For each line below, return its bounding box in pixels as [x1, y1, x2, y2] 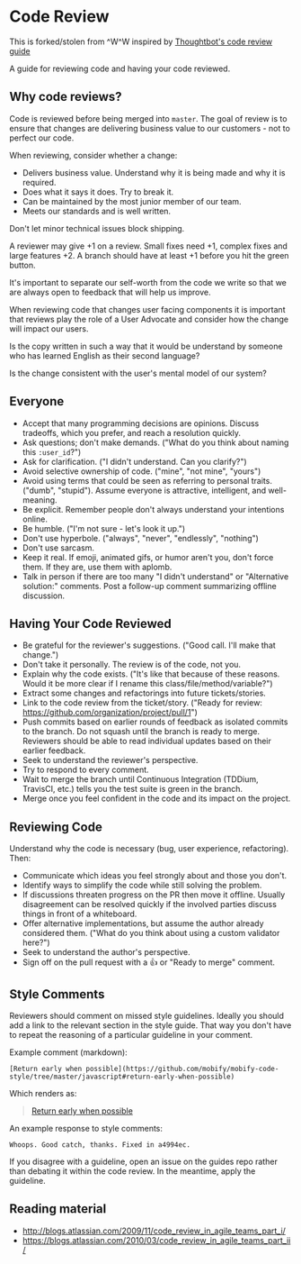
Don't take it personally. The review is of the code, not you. [22, 659, 241, 670]
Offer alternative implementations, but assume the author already [22, 918, 264, 929]
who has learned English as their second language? [9, 350, 200, 361]
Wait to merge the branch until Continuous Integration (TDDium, [22, 774, 259, 785]
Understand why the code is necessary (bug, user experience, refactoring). [9, 843, 289, 854]
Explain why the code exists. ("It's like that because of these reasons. [22, 668, 280, 679]
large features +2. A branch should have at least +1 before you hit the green [9, 250, 289, 260]
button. [9, 259, 36, 270]
